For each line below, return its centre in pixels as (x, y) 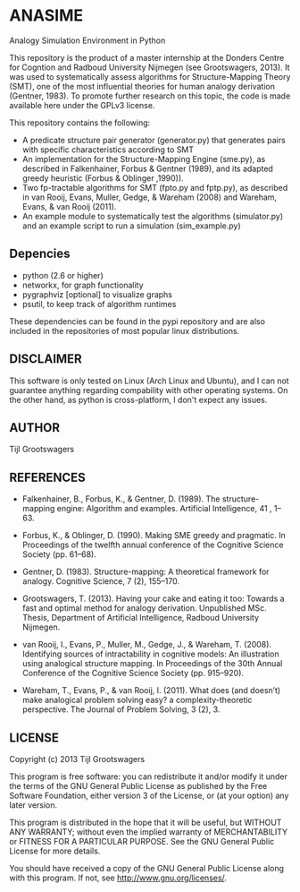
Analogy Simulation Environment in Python (87, 40)
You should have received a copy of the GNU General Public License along (146, 868)
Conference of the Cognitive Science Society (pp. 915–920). (133, 673)
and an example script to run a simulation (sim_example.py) (131, 226)
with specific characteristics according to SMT (108, 150)
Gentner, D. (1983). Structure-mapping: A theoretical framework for (146, 572)
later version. (33, 805)
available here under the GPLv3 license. (82, 105)
